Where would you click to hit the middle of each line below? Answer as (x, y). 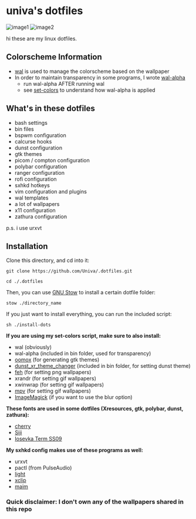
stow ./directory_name (34, 303)
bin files (24, 129)
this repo (19, 509)
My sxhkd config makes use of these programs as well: (75, 450)
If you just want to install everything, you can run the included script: (89, 314)
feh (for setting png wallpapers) (53, 372)
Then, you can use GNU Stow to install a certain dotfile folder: (81, 292)
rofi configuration (36, 179)
